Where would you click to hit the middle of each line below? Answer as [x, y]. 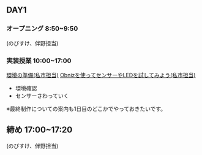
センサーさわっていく [42, 96]
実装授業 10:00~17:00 [39, 61]
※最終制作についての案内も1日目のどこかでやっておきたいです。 [86, 108]
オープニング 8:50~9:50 [42, 29]
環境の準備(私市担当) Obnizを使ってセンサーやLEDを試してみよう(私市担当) [101, 75]
